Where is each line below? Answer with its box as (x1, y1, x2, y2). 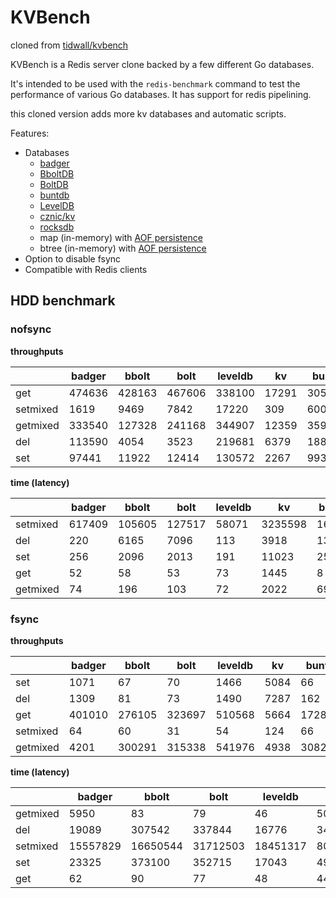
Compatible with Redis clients (24, 263, 148, 275)
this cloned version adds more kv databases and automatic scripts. (10, 107, 287, 120)
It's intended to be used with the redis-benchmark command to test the (10, 77, 301, 90)
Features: (10, 127, 50, 139)
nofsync (10, 322, 52, 336)
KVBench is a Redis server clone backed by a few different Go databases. (10, 58, 315, 70)
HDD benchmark (10, 292, 116, 310)
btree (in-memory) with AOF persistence (39, 242, 207, 254)
